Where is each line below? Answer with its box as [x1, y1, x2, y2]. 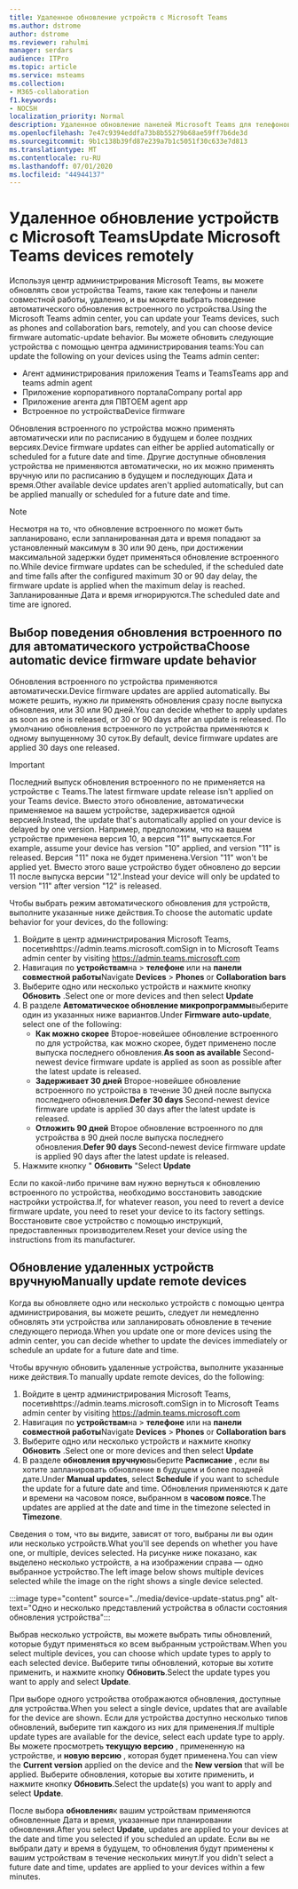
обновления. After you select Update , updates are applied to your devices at [9, 1823, 289, 1835]
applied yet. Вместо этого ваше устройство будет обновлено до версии [9, 862, 281, 872]
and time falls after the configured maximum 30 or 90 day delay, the [9, 570, 258, 582]
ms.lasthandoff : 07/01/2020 [9, 162, 114, 171]
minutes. [9, 1871, 42, 1882]
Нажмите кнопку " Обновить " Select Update [21, 1160, 192, 1171]
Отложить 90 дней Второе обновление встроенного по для [35, 1123, 263, 1133]
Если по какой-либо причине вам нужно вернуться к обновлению [9, 1178, 261, 1188]
